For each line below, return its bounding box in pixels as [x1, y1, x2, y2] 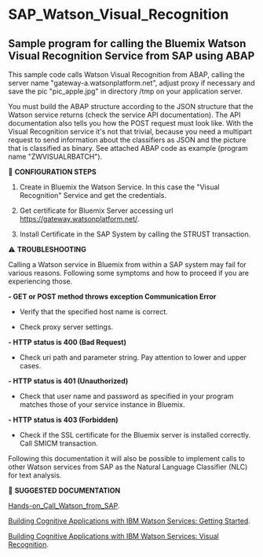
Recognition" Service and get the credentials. [19, 191, 167, 200]
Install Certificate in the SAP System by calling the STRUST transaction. [19, 229, 251, 239]
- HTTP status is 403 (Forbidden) [8, 415, 119, 424]
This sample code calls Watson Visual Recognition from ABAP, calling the [8, 70, 245, 79]
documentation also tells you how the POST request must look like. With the [8, 119, 254, 127]
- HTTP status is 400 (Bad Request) [8, 338, 127, 346]
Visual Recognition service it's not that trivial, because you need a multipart [8, 127, 253, 136]
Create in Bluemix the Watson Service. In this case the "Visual [19, 182, 220, 192]
